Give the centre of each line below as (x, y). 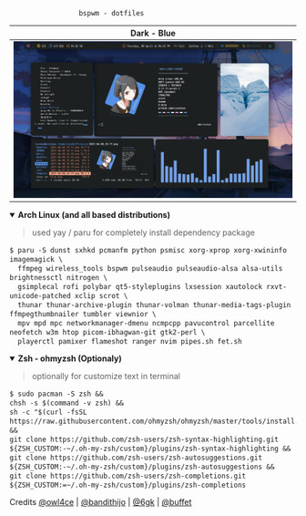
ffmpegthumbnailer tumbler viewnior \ (83, 315)
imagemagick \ (36, 260)
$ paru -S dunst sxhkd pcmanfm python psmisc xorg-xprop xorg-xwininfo (148, 251)
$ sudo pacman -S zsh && (56, 394)
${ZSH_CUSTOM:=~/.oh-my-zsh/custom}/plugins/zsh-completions (128, 485)
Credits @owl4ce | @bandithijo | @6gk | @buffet (101, 502)
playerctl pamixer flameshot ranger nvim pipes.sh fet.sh (130, 342)
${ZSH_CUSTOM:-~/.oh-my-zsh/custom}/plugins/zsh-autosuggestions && (142, 467)
